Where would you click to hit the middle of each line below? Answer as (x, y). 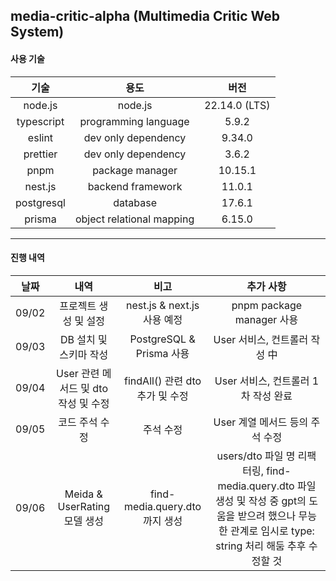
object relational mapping (134, 219)
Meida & (83, 494)
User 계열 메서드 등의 (261, 422)
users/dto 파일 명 (256, 456)
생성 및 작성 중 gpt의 (260, 501)
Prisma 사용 (162, 353)
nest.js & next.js (162, 305)
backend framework (135, 186)
